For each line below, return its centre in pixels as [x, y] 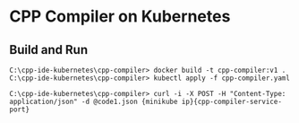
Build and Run [48, 50]
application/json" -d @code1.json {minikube [94, 101]
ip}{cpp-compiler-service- [231, 101]
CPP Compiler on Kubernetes [120, 17]
